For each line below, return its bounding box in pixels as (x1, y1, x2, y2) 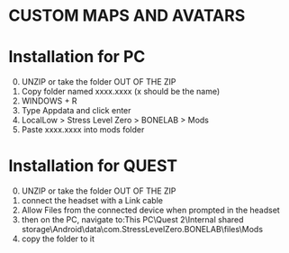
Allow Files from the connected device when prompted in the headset (21, 204, 280, 216)
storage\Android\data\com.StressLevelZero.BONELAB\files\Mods (21, 224, 263, 235)
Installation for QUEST (8, 156, 177, 176)
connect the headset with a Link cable (21, 195, 164, 206)
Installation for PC (8, 47, 146, 68)
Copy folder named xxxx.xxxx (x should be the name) (21, 86, 221, 97)
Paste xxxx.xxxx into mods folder (21, 124, 145, 135)
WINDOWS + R (21, 95, 77, 106)
